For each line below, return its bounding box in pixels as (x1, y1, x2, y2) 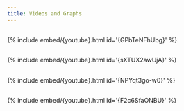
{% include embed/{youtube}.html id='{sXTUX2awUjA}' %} (7, 56, 177, 65)
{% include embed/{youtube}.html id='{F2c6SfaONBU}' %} (7, 96, 177, 105)
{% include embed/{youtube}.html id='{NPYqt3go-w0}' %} (7, 76, 176, 84)
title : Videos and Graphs (7, 10, 82, 17)
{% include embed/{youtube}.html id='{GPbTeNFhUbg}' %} (7, 36, 178, 44)
